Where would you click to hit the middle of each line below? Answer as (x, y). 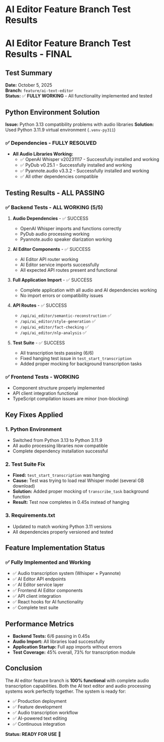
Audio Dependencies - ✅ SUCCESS (50, 218)
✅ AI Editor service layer (38, 585)
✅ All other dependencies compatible (59, 177)
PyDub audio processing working (55, 234)
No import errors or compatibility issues (61, 295)
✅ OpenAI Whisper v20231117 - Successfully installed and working (90, 159)
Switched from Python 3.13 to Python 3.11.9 (57, 440)
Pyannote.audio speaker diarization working (66, 239)
